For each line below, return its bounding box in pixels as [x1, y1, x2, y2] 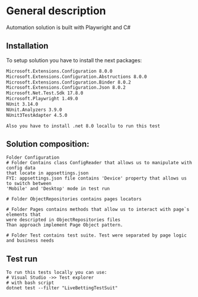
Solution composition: [6, 139, 90, 149]
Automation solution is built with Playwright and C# [6, 24, 131, 31]
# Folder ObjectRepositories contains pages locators [6, 196, 142, 202]
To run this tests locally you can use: [6, 270, 108, 276]
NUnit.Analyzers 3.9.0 [6, 107, 62, 113]
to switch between [6, 181, 52, 187]
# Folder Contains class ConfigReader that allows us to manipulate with [6, 160, 193, 166]
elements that [6, 212, 41, 218]
